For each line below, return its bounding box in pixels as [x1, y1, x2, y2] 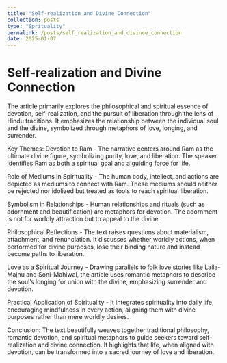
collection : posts [7, 16, 59, 23]
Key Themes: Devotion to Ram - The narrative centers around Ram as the [7, 145, 213, 153]
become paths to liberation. [7, 250, 85, 258]
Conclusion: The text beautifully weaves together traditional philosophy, [7, 326, 210, 334]
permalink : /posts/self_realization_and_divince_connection [7, 29, 183, 36]
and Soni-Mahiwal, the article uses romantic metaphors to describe [26, 271, 216, 279]
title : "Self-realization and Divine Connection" [7, 10, 152, 17]
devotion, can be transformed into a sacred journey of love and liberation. [7, 348, 215, 356]
